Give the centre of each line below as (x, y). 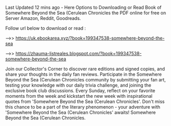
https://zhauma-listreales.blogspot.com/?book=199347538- (78, 54)
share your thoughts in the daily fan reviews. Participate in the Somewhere (83, 74)
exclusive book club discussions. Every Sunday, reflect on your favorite (80, 91)
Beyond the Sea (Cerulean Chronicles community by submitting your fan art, (86, 80)
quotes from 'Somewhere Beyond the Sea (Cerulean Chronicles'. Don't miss (85, 101)
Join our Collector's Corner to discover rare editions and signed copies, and (85, 69)
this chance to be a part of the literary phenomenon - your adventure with (83, 107)
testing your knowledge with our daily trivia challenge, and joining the (78, 85)
